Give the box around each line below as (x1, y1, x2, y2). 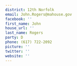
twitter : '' (5, 49, 30, 54)
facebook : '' (5, 16, 32, 21)
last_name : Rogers (5, 30, 43, 35)
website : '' (5, 53, 30, 59)
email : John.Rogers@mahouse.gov (5, 12, 72, 17)
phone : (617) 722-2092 (5, 40, 52, 45)
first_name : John (5, 21, 41, 26)
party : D (5, 35, 23, 40)
